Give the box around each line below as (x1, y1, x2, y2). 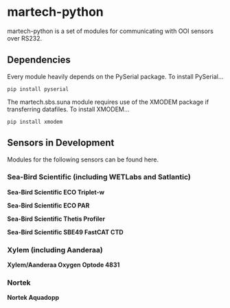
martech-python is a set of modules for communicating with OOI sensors (7, 27, 214, 35)
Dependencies (7, 54, 71, 66)
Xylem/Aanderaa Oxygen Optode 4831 (7, 261, 120, 269)
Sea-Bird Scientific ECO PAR (7, 201, 90, 210)
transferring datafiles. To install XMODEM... (7, 104, 130, 113)
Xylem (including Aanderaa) (7, 245, 103, 254)
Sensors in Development (7, 137, 115, 148)
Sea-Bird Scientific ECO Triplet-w (7, 188, 105, 196)
